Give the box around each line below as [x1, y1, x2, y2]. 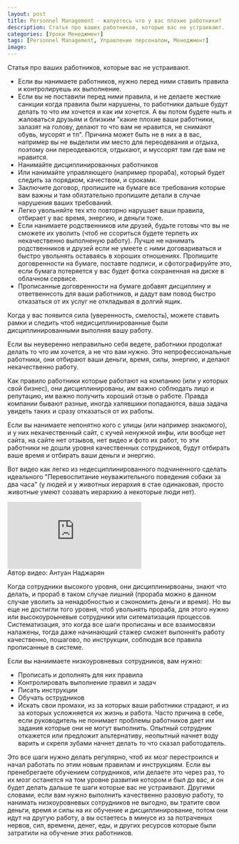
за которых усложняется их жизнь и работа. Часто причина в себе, [17, 708, 225, 717]
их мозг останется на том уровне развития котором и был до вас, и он [7, 775, 224, 784]
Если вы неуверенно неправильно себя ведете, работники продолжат [7, 340, 223, 348]
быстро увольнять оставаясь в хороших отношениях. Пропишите [17, 251, 219, 260]
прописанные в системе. [7, 643, 84, 651]
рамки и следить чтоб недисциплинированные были [7, 318, 168, 327]
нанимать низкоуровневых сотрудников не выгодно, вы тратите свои [7, 798, 220, 807]
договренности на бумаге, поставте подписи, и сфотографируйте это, [17, 259, 232, 268]
